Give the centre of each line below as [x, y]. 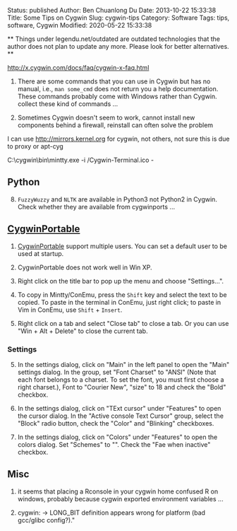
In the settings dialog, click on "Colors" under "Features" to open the [117, 437]
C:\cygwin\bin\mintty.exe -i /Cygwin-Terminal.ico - [80, 160]
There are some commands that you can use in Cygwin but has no [114, 81]
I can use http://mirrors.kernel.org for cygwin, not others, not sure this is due [119, 139]
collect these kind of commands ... [68, 104]
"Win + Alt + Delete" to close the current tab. [83, 331]
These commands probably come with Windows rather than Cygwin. [117, 96]
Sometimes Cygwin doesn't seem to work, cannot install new [106, 117]
